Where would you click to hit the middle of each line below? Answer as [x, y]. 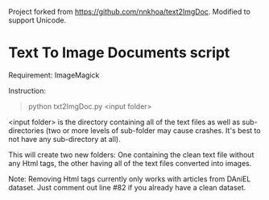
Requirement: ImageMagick [54, 75]
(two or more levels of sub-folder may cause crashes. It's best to [153, 130]
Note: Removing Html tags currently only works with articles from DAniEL [130, 179]
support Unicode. [37, 20]
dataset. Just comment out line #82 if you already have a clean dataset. [127, 187]
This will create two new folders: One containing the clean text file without [131, 154]
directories [26, 130]
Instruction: [27, 90]
